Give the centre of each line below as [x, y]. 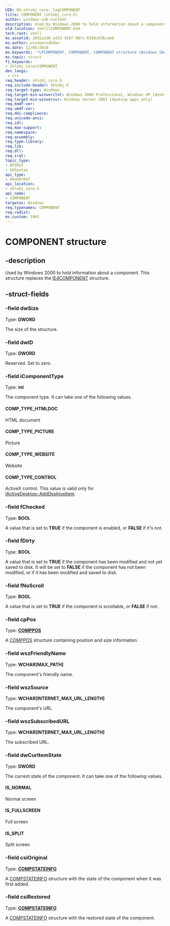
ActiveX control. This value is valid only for [50, 488]
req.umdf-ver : [20, 109]
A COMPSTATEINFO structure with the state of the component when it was [83, 878]
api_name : [16, 193]
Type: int [15, 387]
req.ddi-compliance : [27, 114]
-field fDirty [20, 541]
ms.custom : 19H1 [22, 217]
